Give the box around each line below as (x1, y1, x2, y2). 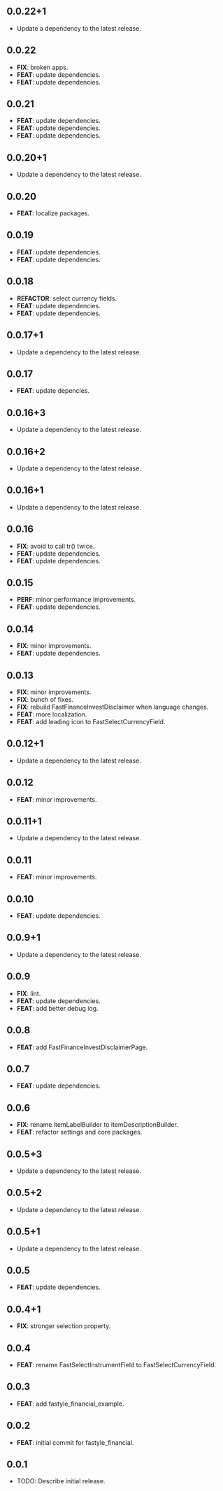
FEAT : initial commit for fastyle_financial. (16, 1438, 134, 1446)
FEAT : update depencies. (16, 387, 90, 395)
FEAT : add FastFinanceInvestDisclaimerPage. (16, 1043, 148, 1051)
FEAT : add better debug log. (16, 1004, 99, 1012)
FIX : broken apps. (16, 63, 69, 71)
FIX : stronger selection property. (16, 1322, 111, 1330)
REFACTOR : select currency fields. (16, 294, 117, 303)
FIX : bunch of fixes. (16, 696, 74, 703)
